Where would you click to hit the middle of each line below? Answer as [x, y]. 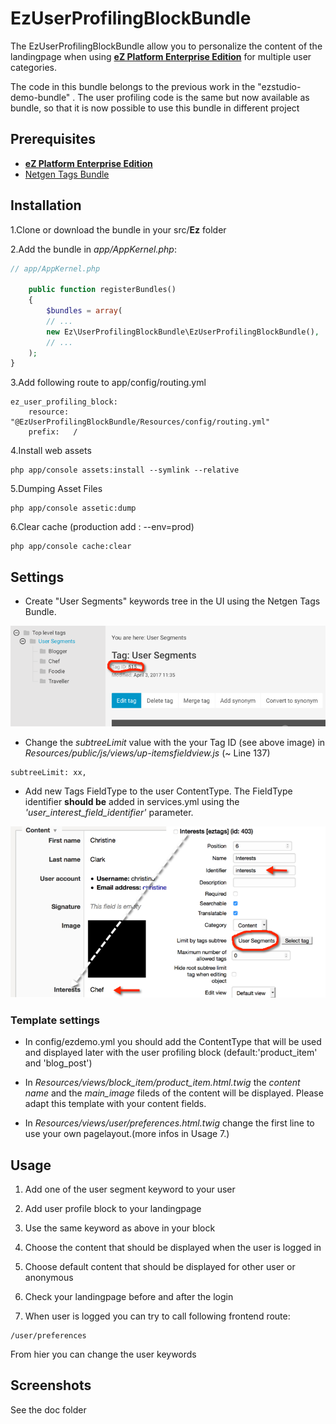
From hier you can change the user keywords [103, 1354]
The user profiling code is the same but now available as [193, 97]
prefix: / [53, 432]
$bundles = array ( [84, 311]
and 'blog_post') [58, 1063]
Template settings [55, 1020]
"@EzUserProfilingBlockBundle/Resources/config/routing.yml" [140, 422]
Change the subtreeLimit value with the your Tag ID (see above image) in [175, 742]
